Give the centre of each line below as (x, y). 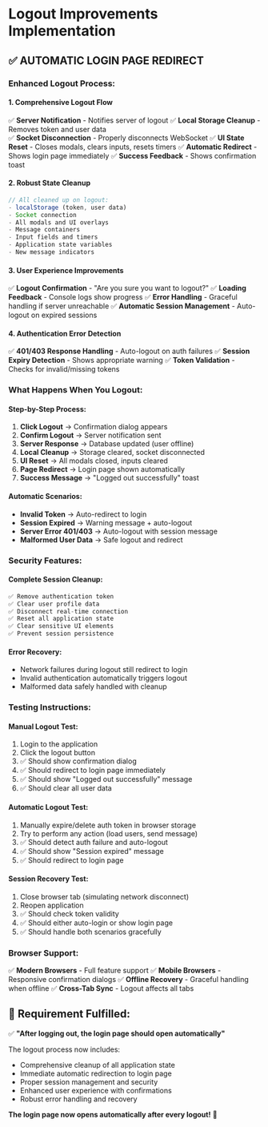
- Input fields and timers (53, 237)
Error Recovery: (35, 652)
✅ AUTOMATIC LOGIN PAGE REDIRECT (106, 60)
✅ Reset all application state (61, 619)
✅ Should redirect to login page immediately (93, 771)
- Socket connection (43, 215)
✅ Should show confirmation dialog (78, 761)
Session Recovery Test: (48, 879)
